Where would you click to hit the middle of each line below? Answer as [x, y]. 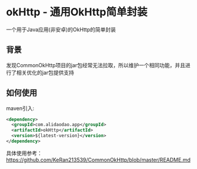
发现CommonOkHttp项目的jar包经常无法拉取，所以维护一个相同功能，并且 [96, 65]
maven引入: [20, 108]
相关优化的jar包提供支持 [45, 72]
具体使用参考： [24, 153]
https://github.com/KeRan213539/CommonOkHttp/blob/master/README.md [98, 160]
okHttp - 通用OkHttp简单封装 [77, 12]
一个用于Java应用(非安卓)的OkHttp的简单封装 [61, 29]
